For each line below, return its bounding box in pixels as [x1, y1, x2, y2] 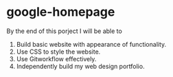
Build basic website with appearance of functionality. [16, 40, 167, 48]
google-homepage [6, 4, 115, 20]
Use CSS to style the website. [16, 47, 101, 56]
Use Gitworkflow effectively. [16, 54, 97, 63]
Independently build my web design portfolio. [16, 62, 145, 70]
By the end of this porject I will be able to [6, 27, 123, 35]
